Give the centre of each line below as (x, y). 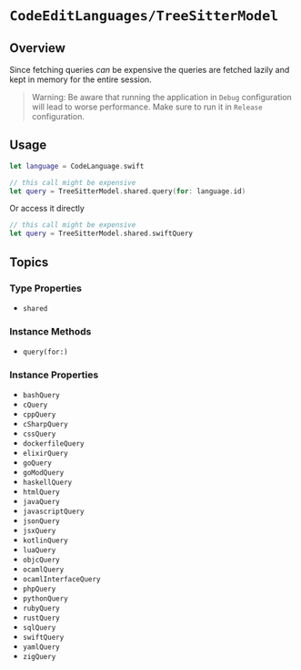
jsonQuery (41, 521)
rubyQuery (41, 609)
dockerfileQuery (53, 444)
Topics (29, 262)
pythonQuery (45, 599)
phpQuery (39, 589)
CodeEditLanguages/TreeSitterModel (144, 16)
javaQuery (41, 502)
